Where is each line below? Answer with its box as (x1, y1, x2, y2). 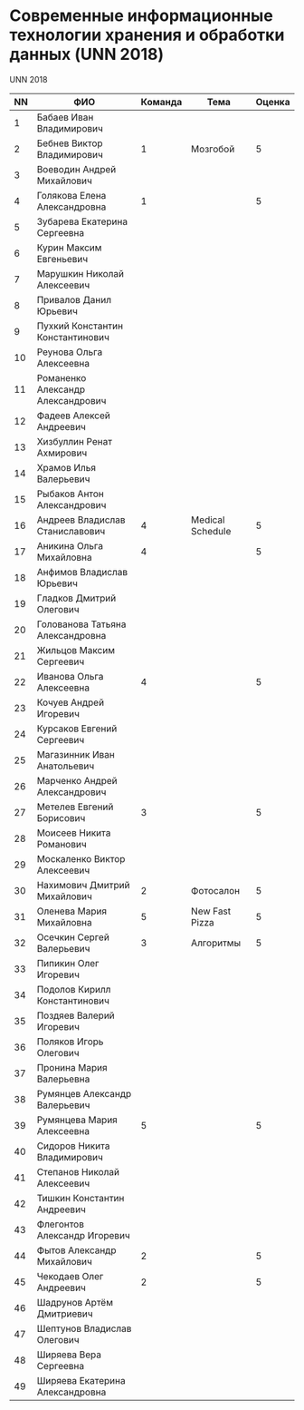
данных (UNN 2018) (9, 44, 165, 64)
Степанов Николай (36, 1165, 120, 1178)
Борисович (36, 811, 86, 824)
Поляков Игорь (36, 1035, 104, 1048)
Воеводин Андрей (36, 162, 117, 175)
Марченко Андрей (36, 774, 118, 787)
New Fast (191, 905, 232, 917)
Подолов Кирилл (36, 983, 111, 995)
